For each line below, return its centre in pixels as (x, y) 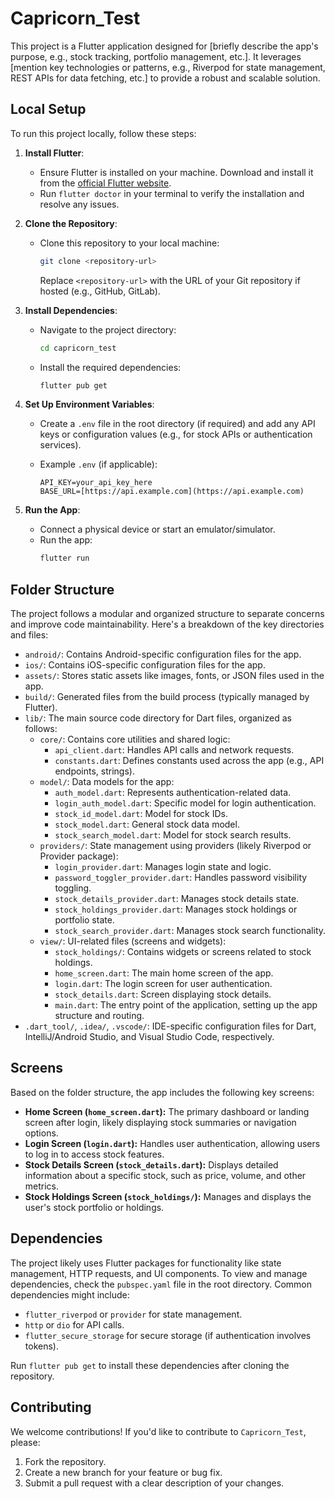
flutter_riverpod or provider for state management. (133, 1314)
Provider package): (79, 856)
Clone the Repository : (71, 223)
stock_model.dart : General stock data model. (147, 824)
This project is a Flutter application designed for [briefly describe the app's (164, 46)
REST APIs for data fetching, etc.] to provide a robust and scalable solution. (165, 78)
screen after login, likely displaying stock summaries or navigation (160, 1122)
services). (60, 445)
